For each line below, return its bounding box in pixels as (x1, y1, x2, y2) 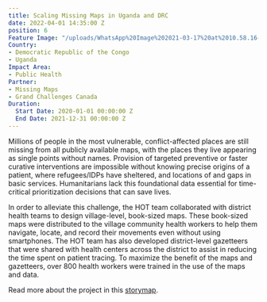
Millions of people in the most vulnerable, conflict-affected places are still (8, 136, 249, 146)
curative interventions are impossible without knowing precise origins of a (8, 162, 250, 171)
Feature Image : (8, 33, 59, 42)
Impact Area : (8, 63, 52, 71)
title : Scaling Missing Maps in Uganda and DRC (8, 11, 169, 20)
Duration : (8, 100, 41, 108)
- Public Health (8, 71, 62, 78)
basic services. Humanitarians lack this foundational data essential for (8, 178, 238, 188)
